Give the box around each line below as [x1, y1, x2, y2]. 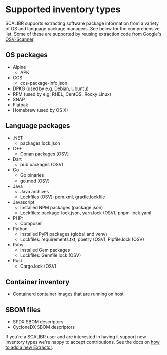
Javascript [12, 199, 35, 205]
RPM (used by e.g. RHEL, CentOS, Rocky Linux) [12, 91, 112, 97]
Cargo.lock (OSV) [20, 263, 57, 269]
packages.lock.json [20, 140, 60, 146]
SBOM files [5, 305, 41, 314]
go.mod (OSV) [20, 178, 50, 184]
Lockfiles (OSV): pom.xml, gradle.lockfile [20, 194, 105, 200]
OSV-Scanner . [5, 36, 35, 42]
